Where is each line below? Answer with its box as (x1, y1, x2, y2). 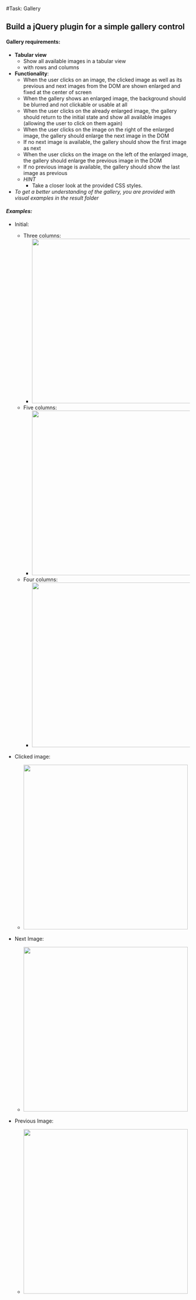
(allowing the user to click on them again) (23, 119, 123, 126)
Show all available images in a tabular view (23, 57, 127, 64)
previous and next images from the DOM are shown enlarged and (23, 82, 181, 90)
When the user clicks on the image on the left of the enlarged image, (23, 150, 188, 157)
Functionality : (14, 70, 50, 77)
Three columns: (23, 232, 61, 239)
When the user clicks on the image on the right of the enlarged (23, 126, 174, 133)
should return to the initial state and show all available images (23, 114, 171, 121)
